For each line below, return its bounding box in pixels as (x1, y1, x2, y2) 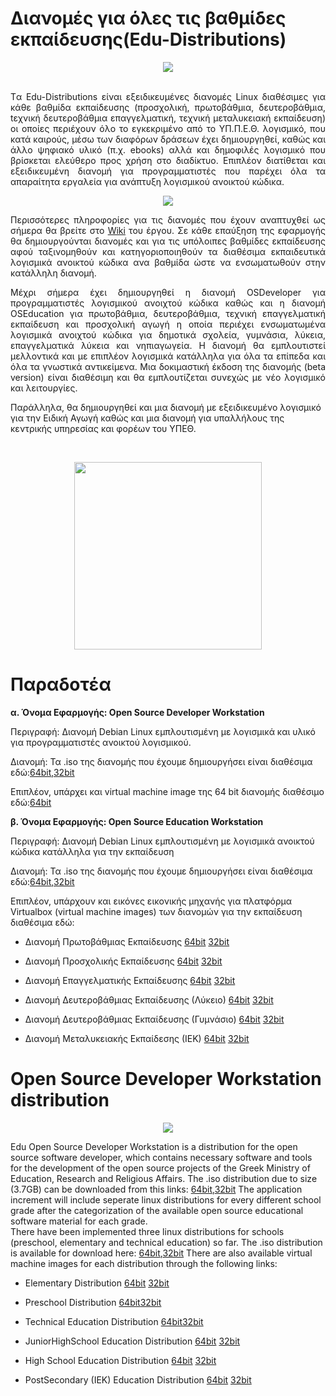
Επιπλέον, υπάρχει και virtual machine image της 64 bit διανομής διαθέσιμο (10, 785, 325, 797)
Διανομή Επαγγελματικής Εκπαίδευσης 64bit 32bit (24, 974, 236, 986)
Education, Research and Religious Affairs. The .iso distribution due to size (10, 1172, 318, 1184)
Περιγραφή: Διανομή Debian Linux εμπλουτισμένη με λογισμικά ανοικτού (10, 835, 315, 847)
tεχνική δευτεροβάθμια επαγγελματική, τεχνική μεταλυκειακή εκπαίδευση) (10, 112, 326, 124)
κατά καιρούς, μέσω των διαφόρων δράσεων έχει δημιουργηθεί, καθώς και (10, 133, 326, 145)
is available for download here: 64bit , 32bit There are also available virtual (10, 1247, 313, 1259)
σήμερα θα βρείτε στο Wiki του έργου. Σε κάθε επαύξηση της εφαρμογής (10, 224, 326, 236)
